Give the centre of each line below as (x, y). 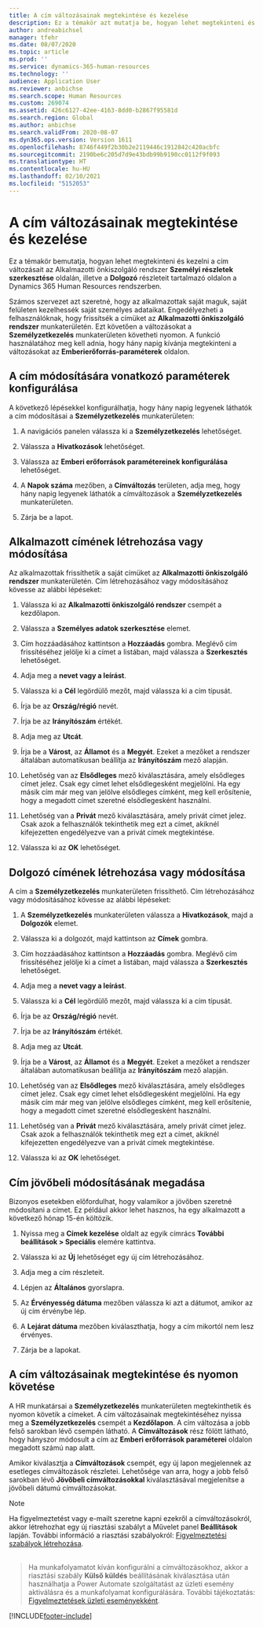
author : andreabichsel (46, 30)
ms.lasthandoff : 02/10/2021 (55, 177)
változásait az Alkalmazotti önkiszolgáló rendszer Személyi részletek (121, 269)
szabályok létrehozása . (46, 1543)
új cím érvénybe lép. (53, 1311)
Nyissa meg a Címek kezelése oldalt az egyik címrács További (122, 1233)
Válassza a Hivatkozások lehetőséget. (82, 446)
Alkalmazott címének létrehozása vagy (106, 541)
